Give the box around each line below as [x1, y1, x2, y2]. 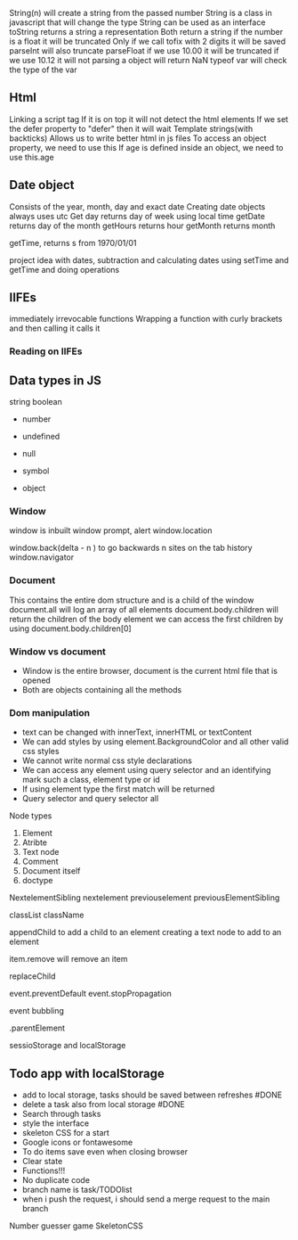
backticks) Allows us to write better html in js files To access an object [9, 133, 267, 144]
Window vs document [9, 645, 107, 658]
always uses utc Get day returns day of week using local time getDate [9, 210, 265, 221]
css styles [21, 746, 60, 757]
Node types [9, 810, 52, 821]
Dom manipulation [9, 706, 91, 719]
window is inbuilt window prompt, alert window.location [9, 525, 213, 536]
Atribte [21, 837, 47, 848]
